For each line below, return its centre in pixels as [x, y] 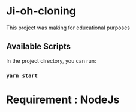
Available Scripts [38, 46]
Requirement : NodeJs [63, 99]
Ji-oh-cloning [41, 11]
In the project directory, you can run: [51, 60]
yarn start [22, 75]
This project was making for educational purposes [68, 28]
